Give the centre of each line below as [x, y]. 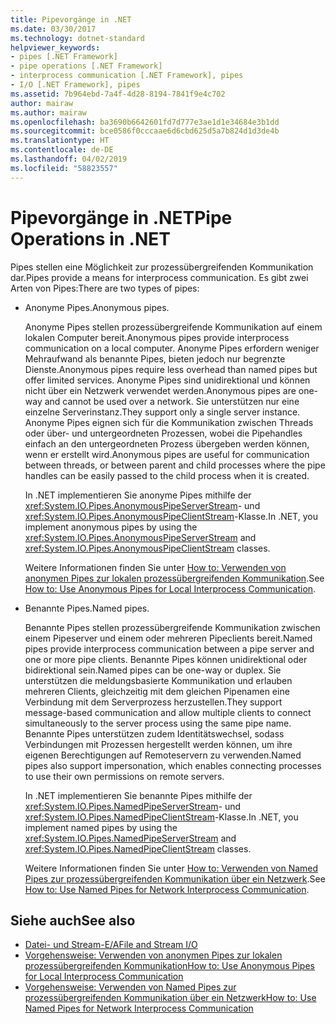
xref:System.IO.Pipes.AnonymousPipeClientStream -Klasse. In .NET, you [171, 516]
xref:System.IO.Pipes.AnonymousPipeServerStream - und [142, 505]
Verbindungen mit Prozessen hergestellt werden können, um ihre [158, 744]
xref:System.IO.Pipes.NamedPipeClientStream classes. [138, 848]
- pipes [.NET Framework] [64, 57]
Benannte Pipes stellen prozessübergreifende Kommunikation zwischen [172, 627]
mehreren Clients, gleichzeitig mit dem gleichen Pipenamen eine [157, 691]
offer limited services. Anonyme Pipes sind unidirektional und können [167, 380]
